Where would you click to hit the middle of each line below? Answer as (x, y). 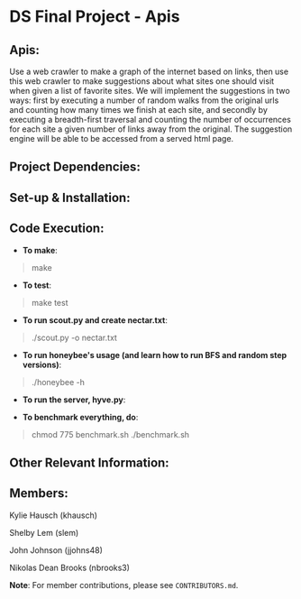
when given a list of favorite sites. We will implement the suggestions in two (150, 91)
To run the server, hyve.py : (74, 400)
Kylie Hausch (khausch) (53, 515)
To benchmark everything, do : (80, 417)
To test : (37, 285)
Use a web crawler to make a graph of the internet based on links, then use (149, 71)
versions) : (42, 364)
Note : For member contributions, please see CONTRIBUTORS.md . (124, 585)
